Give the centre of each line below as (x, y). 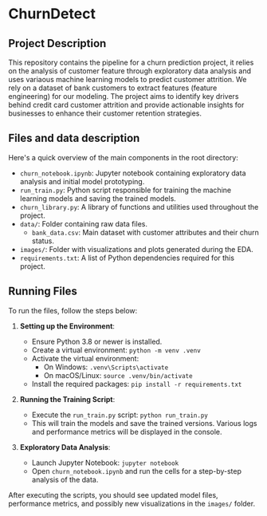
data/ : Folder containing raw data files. (83, 223)
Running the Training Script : (67, 399)
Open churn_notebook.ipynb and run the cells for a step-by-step (136, 471)
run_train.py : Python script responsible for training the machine (126, 190)
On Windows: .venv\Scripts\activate (106, 367)
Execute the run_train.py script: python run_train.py (120, 415)
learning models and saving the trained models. (98, 198)
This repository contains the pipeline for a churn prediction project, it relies (131, 62)
